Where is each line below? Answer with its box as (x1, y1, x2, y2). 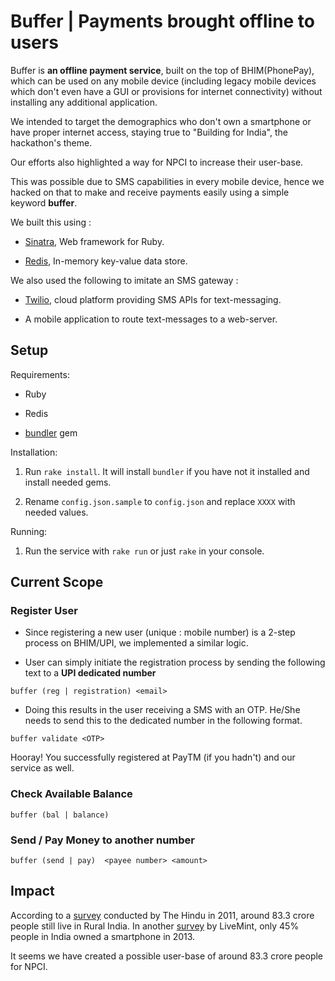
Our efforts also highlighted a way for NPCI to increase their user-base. (10, 156, 304, 168)
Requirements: (10, 368, 70, 380)
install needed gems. (24, 476, 112, 488)
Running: (10, 525, 48, 537)
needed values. (24, 506, 89, 518)
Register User (10, 604, 78, 618)
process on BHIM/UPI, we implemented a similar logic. (24, 637, 249, 649)
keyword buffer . (10, 196, 78, 209)
